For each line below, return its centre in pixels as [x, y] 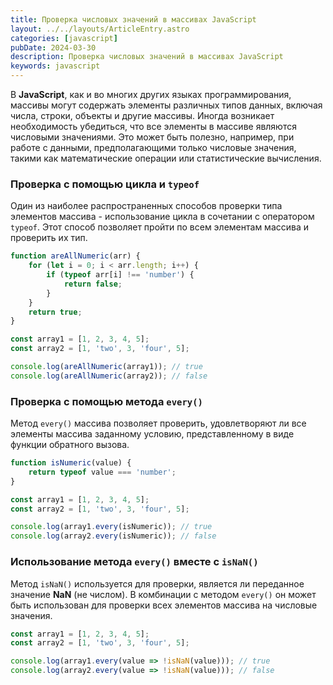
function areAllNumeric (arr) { [75, 256]
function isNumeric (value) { [71, 463]
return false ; [93, 284]
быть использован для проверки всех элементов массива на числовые [164, 605]
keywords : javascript [55, 66]
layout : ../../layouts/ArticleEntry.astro [100, 29]
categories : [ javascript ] [64, 38]
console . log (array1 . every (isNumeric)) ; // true [111, 527]
